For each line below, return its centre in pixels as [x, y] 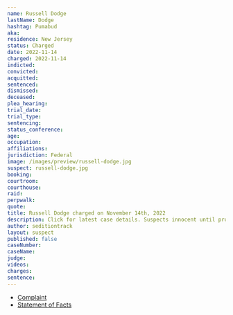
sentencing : [24, 123]
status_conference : [35, 129]
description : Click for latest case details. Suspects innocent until [111, 219]
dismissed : [23, 91]
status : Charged [31, 46]
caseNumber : [24, 245]
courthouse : [24, 188]
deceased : [21, 98]
